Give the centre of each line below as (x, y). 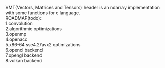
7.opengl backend (24, 55)
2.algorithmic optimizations (34, 29)
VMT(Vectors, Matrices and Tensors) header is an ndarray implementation (83, 7)
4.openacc (16, 39)
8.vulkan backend (24, 61)
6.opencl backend (24, 50)
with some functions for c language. (43, 13)
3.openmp (16, 34)
